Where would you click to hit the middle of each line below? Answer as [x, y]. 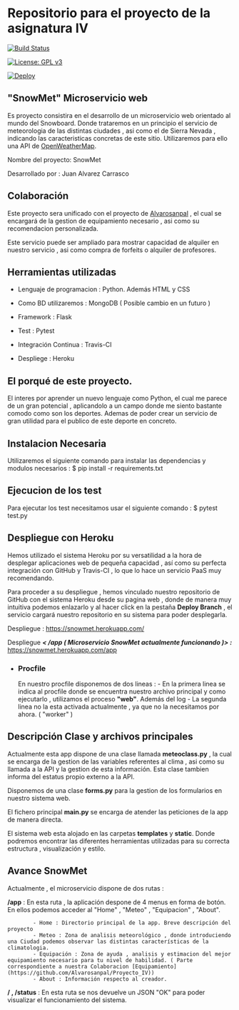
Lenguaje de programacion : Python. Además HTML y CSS [104, 289]
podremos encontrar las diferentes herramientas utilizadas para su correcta [118, 841]
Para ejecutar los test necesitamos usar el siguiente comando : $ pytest [112, 508]
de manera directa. [35, 819]
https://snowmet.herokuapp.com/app [62, 650]
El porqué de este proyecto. [70, 381]
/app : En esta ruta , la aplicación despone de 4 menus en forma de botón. [117, 902]
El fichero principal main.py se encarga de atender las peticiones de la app [118, 811]
